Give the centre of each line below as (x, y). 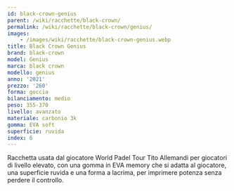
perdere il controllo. (36, 180)
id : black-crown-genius (42, 14)
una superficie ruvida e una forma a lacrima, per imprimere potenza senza (115, 173)
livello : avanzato (34, 112)
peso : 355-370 (28, 105)
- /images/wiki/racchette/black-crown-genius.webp (96, 40)
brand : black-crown (36, 53)
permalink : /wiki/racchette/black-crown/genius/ (80, 27)
